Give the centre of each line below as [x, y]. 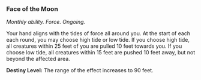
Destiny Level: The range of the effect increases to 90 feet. [80, 70]
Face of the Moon [32, 9]
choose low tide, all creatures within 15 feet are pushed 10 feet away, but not [101, 53]
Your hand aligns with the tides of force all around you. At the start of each [98, 33]
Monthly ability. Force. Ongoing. [46, 22]
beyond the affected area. [38, 59]
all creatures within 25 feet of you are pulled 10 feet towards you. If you [94, 46]
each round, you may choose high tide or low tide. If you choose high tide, [98, 40]
